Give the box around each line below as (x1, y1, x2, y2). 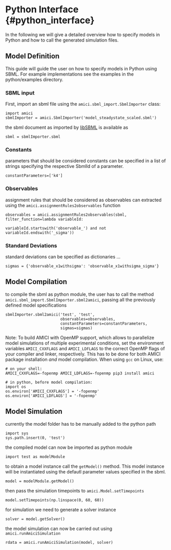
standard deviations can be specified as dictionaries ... (5, 253, 121, 260)
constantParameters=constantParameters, (60, 321, 147, 326)
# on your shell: (5, 366, 42, 371)
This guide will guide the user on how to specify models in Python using (5, 65, 157, 71)
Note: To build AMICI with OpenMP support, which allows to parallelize (5, 334, 155, 340)
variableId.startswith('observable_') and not (5, 225, 106, 231)
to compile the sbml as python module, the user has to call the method (5, 291, 154, 297)
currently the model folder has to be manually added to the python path (5, 421, 156, 427)
